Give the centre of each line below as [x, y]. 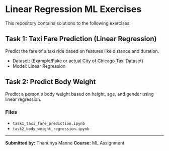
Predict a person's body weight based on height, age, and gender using [80, 94]
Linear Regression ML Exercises [73, 9]
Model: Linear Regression [39, 66]
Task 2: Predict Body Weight [51, 82]
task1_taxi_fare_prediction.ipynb [49, 123]
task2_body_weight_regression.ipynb [51, 129]
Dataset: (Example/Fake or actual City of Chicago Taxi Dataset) [78, 61]
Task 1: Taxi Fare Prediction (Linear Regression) [81, 39]
